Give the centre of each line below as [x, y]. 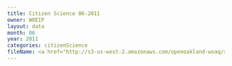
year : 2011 [23, 39]
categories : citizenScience [48, 45]
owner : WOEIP [26, 20]
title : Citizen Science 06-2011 [54, 13]
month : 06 [21, 33]
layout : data [26, 26]
